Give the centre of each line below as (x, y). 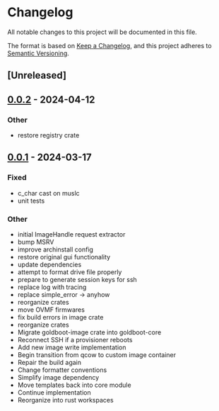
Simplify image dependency (58, 377)
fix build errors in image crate (60, 317)
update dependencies (49, 264)
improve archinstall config (55, 249)
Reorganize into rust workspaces (66, 400)
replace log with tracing (52, 287)
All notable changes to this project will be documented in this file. (102, 32)
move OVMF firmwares (51, 310)
